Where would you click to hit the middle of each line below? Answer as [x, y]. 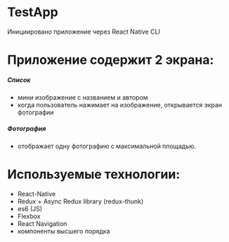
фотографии [35, 112]
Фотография [27, 128]
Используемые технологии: [94, 174]
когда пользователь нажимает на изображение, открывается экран [120, 105]
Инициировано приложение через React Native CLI [84, 32]
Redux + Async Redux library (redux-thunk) [80, 201]
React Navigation [42, 224]
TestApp [33, 12]
